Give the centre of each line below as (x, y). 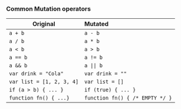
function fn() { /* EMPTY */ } (128, 98)
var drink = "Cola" (36, 74)
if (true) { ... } (110, 90)
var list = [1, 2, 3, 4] (44, 82)
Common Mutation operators (49, 9)
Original (44, 24)
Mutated (97, 24)
